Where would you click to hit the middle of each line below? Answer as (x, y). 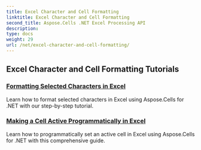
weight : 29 (20, 39)
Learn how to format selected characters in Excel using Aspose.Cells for (95, 99)
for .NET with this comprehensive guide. (56, 140)
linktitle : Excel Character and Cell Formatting (68, 17)
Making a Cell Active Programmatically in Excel (76, 121)
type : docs (20, 34)
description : (22, 28)
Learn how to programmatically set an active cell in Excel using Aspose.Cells (100, 134)
